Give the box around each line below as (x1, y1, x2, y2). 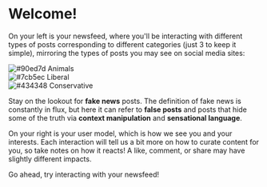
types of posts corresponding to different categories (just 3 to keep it (8, 39, 237, 49)
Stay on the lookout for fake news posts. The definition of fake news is (8, 96, 241, 105)
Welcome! (8, 5, 78, 23)
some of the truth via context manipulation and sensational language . (8, 113, 242, 122)
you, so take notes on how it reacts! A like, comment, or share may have (8, 145, 245, 155)
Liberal (46, 72, 70, 82)
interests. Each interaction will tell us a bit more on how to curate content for (8, 137, 260, 146)
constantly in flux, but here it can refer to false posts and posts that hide (8, 105, 248, 114)
